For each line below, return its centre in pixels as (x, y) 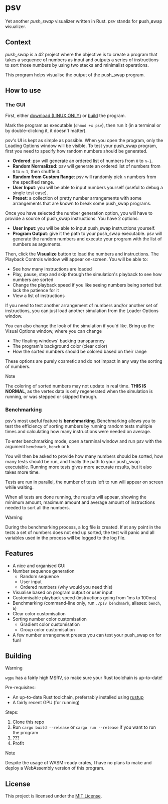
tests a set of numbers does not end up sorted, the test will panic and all (80, 532)
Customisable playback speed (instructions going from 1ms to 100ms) (85, 597)
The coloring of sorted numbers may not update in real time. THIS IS (76, 386)
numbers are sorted (33, 280)
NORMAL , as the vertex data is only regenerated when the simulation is (79, 391)
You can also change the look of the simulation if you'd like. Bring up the (80, 326)
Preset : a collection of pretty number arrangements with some (77, 198)
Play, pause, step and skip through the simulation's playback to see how (87, 275)
